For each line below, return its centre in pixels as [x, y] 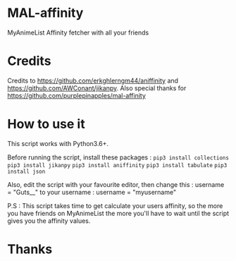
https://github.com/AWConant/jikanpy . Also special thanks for [97, 88]
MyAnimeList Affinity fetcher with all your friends [78, 32]
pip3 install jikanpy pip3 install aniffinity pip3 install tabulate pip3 [117, 165]
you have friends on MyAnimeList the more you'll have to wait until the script [118, 213]
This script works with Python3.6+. [58, 143]
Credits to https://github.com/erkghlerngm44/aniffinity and [93, 80]
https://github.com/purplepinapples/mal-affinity [77, 95]
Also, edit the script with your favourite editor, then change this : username [116, 184]
